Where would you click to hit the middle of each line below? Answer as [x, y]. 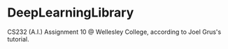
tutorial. [18, 39]
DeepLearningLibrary [71, 13]
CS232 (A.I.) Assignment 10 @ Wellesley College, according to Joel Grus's [114, 32]
